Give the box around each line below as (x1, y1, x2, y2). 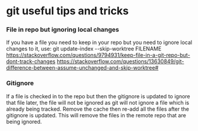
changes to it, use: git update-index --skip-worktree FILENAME (6, 45, 162, 52)
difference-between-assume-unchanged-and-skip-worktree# (6, 64, 159, 71)
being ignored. (6, 118, 42, 125)
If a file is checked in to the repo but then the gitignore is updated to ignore (6, 92, 191, 99)
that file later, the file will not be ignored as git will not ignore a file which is (6, 99, 190, 106)
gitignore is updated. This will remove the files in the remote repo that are (6, 111, 187, 118)
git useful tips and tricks (6, 4, 129, 18)
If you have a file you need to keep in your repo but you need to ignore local (6, 39, 193, 46)
